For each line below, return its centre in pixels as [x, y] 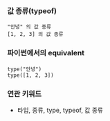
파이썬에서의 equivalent [46, 53]
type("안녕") [25, 69]
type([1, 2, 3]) [30, 75]
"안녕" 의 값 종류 [29, 27]
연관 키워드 [25, 93]
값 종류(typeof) [32, 10]
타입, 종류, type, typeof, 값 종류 [60, 110]
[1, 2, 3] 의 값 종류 [35, 35]
